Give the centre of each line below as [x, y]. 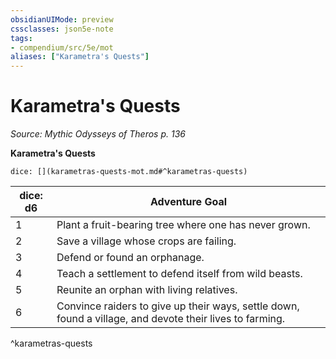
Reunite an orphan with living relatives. [147, 290]
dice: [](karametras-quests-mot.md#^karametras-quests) [129, 172]
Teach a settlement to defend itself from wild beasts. [179, 274]
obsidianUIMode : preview [62, 19]
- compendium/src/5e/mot [62, 47]
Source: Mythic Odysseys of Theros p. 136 [98, 134]
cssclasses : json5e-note [62, 29]
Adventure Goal [188, 202]
